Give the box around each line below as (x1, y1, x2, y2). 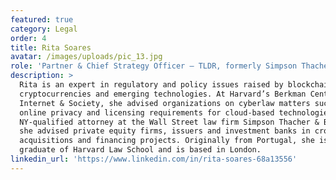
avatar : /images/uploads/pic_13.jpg (10, 52, 163, 62)
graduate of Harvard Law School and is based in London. (19, 145, 262, 155)
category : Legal (10, 24, 78, 34)
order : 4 (10, 33, 47, 43)
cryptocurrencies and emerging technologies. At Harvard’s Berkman (19, 89, 307, 99)
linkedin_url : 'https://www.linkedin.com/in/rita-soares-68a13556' (10, 154, 298, 164)
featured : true (10, 14, 74, 25)
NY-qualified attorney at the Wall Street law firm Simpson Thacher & (19, 117, 320, 127)
